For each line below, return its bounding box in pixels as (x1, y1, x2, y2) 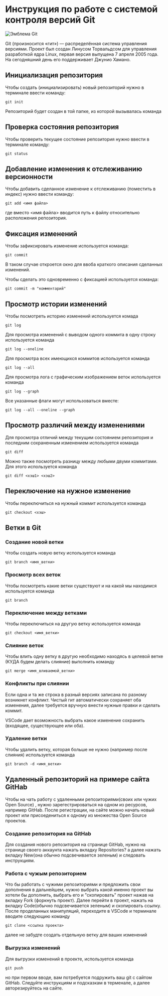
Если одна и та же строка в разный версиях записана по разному (5, 691, 147, 697)
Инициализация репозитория (5, 71, 103, 80)
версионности (5, 172, 53, 181)
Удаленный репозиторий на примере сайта (5, 775, 149, 784)
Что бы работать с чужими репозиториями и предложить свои (5, 882, 141, 888)
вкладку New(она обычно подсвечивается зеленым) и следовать (5, 852, 145, 858)
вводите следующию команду (5, 913, 70, 919)
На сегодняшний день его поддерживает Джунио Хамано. (5, 56, 131, 62)
